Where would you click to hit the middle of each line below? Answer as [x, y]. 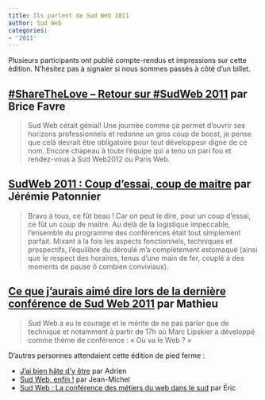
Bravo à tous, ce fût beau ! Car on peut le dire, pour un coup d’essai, [139, 216]
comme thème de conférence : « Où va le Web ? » [109, 340]
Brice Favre [37, 106]
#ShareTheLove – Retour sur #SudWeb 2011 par [128, 93]
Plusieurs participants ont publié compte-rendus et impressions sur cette [128, 60]
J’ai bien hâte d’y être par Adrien [73, 371]
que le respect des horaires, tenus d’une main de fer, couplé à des [136, 258]
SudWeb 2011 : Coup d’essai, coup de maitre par [130, 184]
